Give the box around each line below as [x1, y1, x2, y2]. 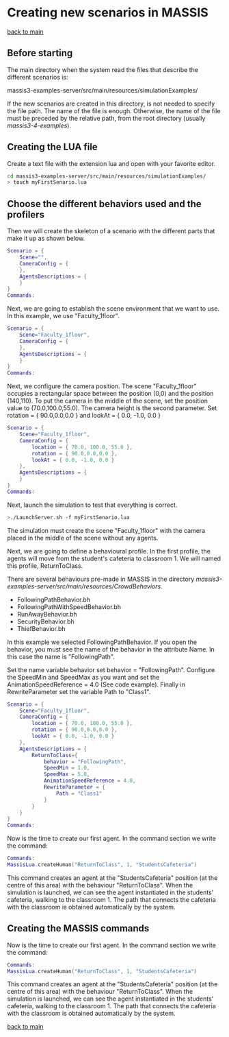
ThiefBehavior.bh [16, 624, 66, 632]
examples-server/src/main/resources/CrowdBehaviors [7, 582, 161, 591]
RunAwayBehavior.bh [16, 610, 77, 618]
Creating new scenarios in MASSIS [7, 5, 208, 21]
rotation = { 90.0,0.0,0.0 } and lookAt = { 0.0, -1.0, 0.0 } [7, 412, 161, 420]
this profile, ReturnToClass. [7, 561, 83, 570]
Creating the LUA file [7, 141, 98, 153]
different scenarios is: [7, 73, 68, 81]
